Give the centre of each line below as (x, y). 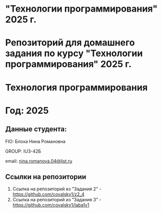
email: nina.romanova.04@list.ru (39, 161)
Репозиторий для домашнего (70, 43)
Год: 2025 (27, 111)
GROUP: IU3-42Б (23, 151)
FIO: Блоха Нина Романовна (35, 141)
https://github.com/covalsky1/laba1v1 (51, 205)
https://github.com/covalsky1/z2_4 (48, 194)
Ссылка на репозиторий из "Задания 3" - (57, 200)
